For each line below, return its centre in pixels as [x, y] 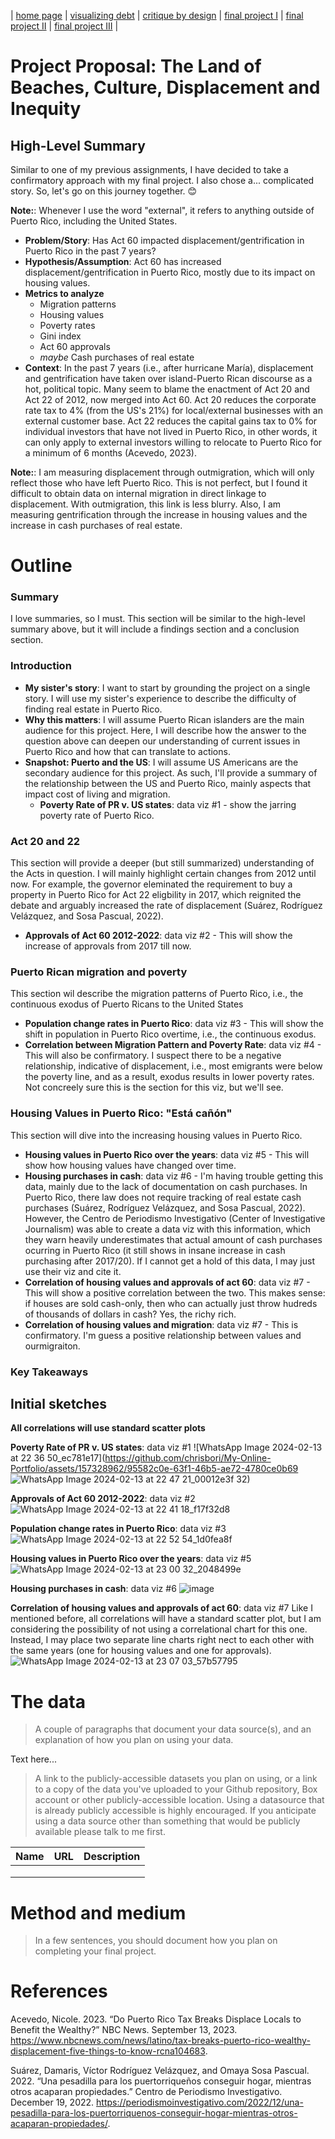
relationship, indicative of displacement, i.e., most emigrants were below [173, 1066]
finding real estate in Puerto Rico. [93, 709]
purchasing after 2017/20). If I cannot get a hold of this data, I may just [169, 1261]
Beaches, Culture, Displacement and [165, 87]
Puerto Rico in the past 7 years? [90, 251]
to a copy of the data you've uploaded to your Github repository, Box [176, 1789]
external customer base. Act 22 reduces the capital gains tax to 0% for [171, 421]
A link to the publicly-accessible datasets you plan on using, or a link [176, 1779]
